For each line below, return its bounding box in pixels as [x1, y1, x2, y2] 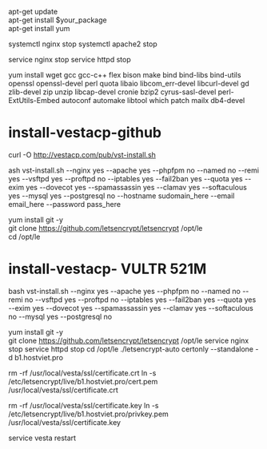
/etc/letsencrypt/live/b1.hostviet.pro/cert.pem [8, 376, 158, 386]
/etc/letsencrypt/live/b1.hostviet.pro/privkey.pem [8, 409, 169, 419]
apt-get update [8, 7, 58, 16]
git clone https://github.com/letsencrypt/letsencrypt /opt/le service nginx [8, 336, 249, 345]
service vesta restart [8, 433, 77, 443]
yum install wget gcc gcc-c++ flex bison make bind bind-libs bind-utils [8, 70, 241, 79]
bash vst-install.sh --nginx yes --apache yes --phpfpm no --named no [8, 286, 241, 296]
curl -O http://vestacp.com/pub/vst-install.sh [8, 149, 156, 159]
